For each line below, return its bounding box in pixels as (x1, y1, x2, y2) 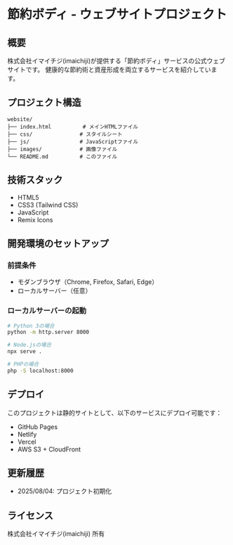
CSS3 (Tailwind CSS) (17, 200, 79, 209)
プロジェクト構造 (7, 96, 81, 109)
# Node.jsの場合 (7, 342, 52, 349)
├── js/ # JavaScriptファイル (7, 138, 139, 145)
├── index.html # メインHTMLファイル (7, 123, 138, 130)
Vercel (17, 437, 36, 446)
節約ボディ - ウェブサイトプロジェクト (7, 6, 227, 23)
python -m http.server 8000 (7, 328, 90, 336)
